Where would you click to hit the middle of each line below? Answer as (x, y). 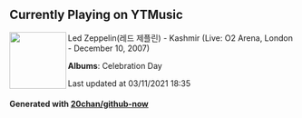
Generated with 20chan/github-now (79, 104)
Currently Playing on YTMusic (96, 15)
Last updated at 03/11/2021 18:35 (129, 83)
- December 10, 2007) (109, 48)
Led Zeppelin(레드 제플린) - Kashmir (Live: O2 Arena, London (180, 38)
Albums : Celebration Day (115, 65)
